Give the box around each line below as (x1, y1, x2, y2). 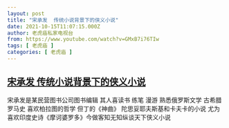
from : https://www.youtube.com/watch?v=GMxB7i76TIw (7, 36, 159, 43)
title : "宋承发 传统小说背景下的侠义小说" (7, 17, 119, 24)
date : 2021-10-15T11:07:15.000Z (7, 23, 100, 30)
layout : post (7, 10, 45, 17)
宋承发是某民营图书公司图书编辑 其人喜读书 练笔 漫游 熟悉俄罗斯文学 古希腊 (7, 95, 222, 104)
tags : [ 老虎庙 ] (7, 42, 54, 49)
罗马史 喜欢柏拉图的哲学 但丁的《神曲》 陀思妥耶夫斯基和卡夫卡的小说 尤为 (7, 104, 220, 113)
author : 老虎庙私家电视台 (7, 29, 74, 37)
